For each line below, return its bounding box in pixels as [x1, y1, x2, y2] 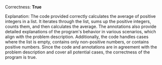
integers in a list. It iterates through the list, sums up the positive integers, [5, 19, 151, 24]
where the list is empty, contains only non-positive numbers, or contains [5, 39, 149, 45]
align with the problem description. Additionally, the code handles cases [5, 34, 149, 39]
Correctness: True [5, 4, 42, 10]
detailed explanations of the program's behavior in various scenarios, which [5, 29, 156, 34]
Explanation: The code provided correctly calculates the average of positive [5, 13, 156, 19]
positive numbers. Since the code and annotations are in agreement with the [5, 44, 157, 50]
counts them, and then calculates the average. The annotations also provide [5, 24, 157, 29]
